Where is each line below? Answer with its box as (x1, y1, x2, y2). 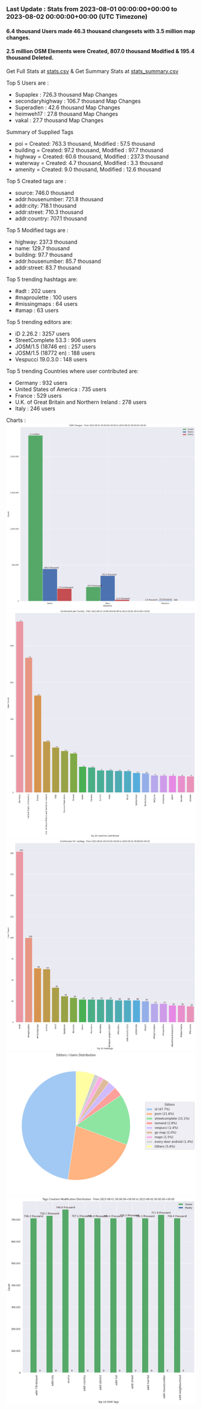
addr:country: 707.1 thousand (14, 215, 87, 222)
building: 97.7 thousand (14, 251, 73, 258)
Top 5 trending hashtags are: (6, 276, 78, 283)
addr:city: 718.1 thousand (14, 202, 77, 209)
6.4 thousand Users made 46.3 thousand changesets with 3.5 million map (6, 27, 196, 34)
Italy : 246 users (14, 404, 55, 412)
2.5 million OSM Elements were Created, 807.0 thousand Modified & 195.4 (6, 48, 195, 55)
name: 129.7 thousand (14, 244, 70, 252)
